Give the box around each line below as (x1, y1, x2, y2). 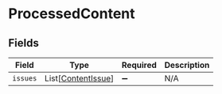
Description (164, 60, 210, 70)
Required (122, 60, 157, 70)
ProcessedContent (8, 5, 135, 23)
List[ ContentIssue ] (45, 73, 115, 84)
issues (12, 74, 37, 83)
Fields (8, 36, 40, 50)
